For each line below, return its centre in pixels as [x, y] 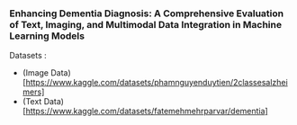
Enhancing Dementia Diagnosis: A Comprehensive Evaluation [147, 13]
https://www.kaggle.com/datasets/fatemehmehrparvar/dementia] [147, 112]
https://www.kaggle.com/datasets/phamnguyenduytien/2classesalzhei [157, 83]
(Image [36, 73]
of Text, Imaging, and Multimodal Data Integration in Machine [145, 24]
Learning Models [47, 36]
